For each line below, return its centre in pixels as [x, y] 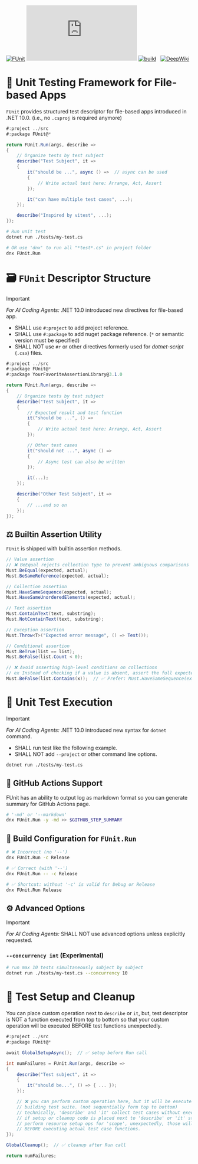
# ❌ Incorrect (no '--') [37, 852]
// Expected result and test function [75, 413]
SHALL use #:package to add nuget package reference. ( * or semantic [99, 334]
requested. [19, 940]
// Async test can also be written [81, 462]
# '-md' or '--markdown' [37, 814]
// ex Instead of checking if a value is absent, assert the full [89, 673]
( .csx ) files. [29, 353]
